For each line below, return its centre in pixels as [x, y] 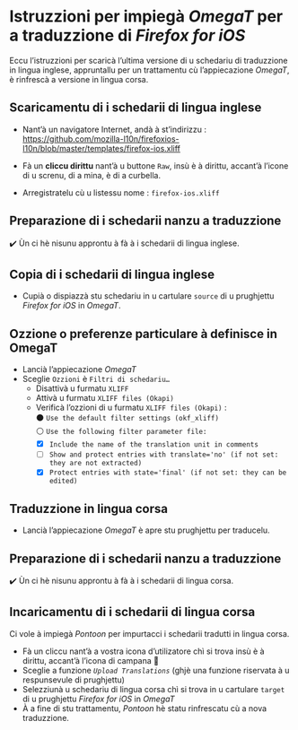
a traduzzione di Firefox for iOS [127, 35]
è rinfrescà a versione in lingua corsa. [79, 79]
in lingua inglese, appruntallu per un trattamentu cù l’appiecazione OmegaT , [149, 70]
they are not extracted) [96, 464]
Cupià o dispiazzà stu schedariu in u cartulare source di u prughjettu [148, 296]
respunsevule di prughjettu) [74, 680]
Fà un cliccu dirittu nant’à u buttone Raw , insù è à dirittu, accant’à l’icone [155, 165]
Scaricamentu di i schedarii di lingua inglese [136, 108]
